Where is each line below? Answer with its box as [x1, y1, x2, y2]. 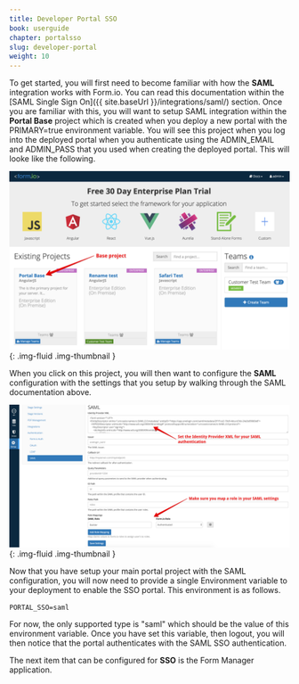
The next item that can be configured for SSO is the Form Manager [9, 655, 255, 665]
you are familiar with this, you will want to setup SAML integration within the [9, 106, 287, 117]
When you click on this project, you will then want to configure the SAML [9, 368, 277, 379]
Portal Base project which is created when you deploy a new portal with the [9, 116, 287, 127]
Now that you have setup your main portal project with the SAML [9, 565, 246, 576]
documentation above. [9, 387, 92, 398]
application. [9, 664, 53, 675]
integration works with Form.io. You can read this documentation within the [9, 87, 285, 98]
